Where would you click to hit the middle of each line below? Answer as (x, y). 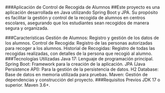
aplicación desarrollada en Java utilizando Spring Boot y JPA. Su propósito (82, 12)
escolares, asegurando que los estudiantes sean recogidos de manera (77, 23)
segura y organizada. (27, 28)
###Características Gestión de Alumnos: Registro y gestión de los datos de (82, 38)
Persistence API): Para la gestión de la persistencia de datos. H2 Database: (82, 69)
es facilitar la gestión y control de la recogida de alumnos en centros (75, 18)
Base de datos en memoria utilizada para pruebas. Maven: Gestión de (77, 74)
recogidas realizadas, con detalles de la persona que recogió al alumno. (79, 53)
